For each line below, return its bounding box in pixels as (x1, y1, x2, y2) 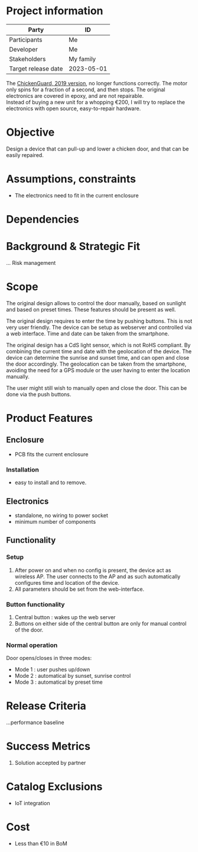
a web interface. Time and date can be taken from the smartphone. (6, 330, 170, 337)
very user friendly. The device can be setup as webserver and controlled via (6, 323, 192, 331)
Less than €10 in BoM (14, 840, 68, 847)
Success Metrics (6, 739, 90, 753)
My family (69, 55, 96, 63)
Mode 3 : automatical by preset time (14, 678, 103, 686)
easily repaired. (6, 151, 44, 158)
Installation (6, 465, 40, 473)
